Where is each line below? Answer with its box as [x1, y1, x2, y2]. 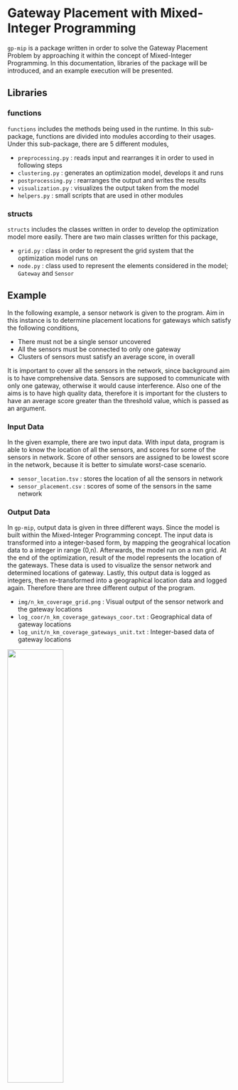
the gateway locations [17, 605, 83, 614]
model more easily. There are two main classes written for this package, [7, 233, 218, 241]
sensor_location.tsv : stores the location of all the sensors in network [17, 474, 223, 483]
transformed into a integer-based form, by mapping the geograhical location [7, 538, 231, 547]
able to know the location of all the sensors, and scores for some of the [7, 446, 216, 454]
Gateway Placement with [7, 5, 158, 21]
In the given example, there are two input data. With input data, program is [7, 438, 225, 447]
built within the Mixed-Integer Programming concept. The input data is [7, 531, 213, 540]
